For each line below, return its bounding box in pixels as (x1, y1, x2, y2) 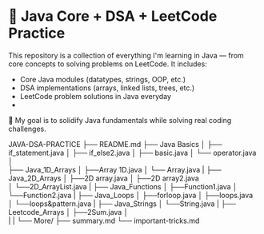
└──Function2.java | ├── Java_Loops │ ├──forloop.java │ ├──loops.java (8, 190, 254, 200)
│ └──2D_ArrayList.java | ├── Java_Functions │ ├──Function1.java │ (8, 181, 238, 191)
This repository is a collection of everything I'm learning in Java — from (8, 50, 244, 60)
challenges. (8, 124, 46, 133)
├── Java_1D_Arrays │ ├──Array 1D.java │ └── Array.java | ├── (8, 165, 222, 174)
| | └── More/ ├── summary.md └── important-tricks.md (8, 216, 200, 225)
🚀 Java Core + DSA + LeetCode (8, 7, 218, 26)
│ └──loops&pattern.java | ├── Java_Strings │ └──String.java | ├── (8, 199, 237, 208)
